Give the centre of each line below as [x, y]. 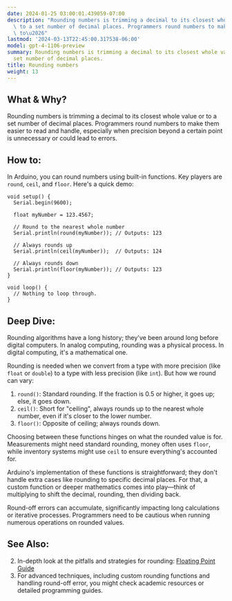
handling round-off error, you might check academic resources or [110, 583]
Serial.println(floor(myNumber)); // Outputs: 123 [88, 270]
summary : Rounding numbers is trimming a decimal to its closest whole [112, 53]
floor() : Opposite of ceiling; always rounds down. [89, 423]
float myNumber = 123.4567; [54, 215]
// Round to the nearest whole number [69, 227]
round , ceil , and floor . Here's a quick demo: [70, 184]
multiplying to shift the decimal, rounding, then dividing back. [94, 494]
